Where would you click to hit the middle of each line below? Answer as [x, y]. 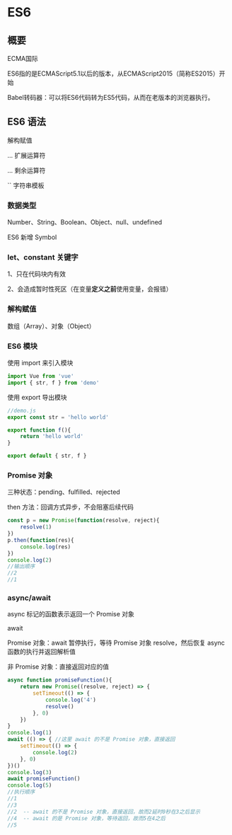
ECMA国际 [23, 58]
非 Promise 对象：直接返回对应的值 [58, 667]
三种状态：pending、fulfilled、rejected [64, 492]
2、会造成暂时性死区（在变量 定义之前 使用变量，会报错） [90, 289]
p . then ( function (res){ [41, 540]
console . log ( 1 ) [30, 733]
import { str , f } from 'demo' [53, 383]
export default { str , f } [47, 456]
